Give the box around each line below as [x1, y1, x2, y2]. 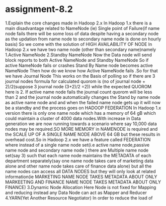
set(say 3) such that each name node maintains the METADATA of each [5, 152, 152, 158]
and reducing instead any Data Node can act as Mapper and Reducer [5, 190, 147, 196]
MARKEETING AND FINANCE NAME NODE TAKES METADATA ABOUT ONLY [5, 179, 162, 185]
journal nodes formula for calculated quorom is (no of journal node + [5, 78, 146, 84]
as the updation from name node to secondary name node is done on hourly [5, 36, 162, 42]
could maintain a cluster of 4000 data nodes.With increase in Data [5, 115, 141, 121]
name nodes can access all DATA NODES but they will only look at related [5, 168, 156, 174]
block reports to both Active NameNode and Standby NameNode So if [5, 57, 149, 63]
